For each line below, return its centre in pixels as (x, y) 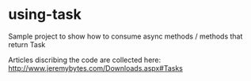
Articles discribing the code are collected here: (85, 60)
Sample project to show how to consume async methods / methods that (125, 36)
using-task (45, 15)
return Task (27, 44)
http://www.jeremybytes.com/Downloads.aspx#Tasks (96, 68)
